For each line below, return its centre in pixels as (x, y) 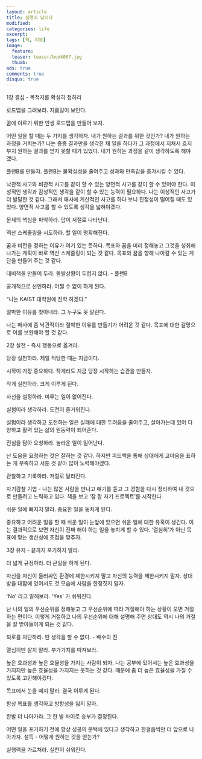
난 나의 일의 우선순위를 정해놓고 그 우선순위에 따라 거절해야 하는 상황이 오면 (95, 609)
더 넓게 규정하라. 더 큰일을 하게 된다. (49, 563)
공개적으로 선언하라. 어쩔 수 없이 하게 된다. (56, 286)
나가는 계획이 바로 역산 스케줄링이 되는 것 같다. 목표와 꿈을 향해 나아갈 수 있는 (97, 253)
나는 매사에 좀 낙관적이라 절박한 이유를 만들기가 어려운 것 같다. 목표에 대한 (93, 325)
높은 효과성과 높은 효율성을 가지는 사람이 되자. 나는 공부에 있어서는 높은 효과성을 (100, 663)
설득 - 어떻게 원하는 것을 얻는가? (62, 737)
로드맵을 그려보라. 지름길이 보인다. (47, 110)
